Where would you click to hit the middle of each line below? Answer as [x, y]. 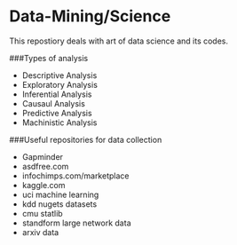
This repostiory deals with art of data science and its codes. [119, 41]
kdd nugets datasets [59, 204]
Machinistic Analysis [59, 122]
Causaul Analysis [54, 103]
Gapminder [43, 156]
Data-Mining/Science [90, 16]
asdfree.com [45, 166]
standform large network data [76, 223]
